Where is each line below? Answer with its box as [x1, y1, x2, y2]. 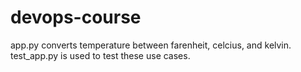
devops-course [10, 6, 142, 29]
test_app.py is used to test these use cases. [10, 49, 191, 61]
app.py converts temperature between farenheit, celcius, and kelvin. [10, 39, 292, 51]
